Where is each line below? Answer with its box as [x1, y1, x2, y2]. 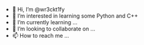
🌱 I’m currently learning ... [12, 19, 78, 26]
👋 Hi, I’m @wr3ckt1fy [12, 6, 65, 13]
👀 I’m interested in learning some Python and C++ [12, 12, 138, 19]
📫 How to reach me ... [12, 32, 69, 39]
